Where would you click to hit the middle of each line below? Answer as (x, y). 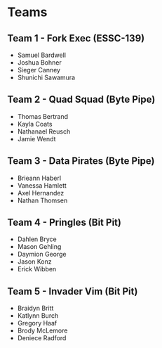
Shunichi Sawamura (46, 77)
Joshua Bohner (39, 63)
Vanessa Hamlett (42, 185)
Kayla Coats (35, 124)
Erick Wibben (37, 269)
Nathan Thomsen (42, 200)
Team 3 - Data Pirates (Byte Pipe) (81, 161)
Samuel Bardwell (42, 55)
